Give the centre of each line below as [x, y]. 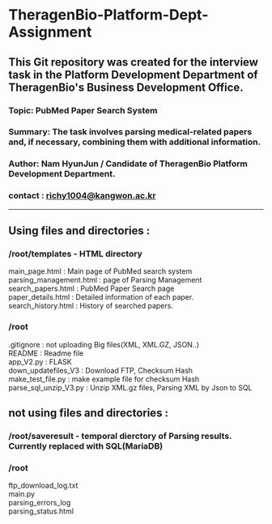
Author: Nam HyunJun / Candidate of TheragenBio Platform [128, 164]
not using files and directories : [88, 413]
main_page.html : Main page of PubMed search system [100, 271]
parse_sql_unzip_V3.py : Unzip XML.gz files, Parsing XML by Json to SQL [130, 387]
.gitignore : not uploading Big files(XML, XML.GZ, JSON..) [104, 344]
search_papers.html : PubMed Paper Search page [91, 288]
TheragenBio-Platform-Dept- [108, 15]
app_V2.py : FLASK [40, 361]
